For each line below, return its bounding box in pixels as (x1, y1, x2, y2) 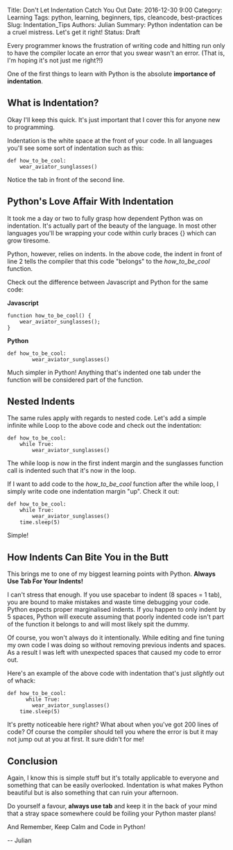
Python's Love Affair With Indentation (7, 196, 174, 208)
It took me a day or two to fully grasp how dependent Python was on (7, 214, 203, 222)
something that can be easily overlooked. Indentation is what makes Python (7, 781, 223, 790)
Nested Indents (7, 396, 75, 408)
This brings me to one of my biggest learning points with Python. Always (7, 569, 216, 578)
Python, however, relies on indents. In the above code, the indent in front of (7, 249, 223, 258)
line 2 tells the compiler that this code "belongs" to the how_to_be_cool (7, 257, 210, 265)
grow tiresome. (7, 236, 51, 244)
